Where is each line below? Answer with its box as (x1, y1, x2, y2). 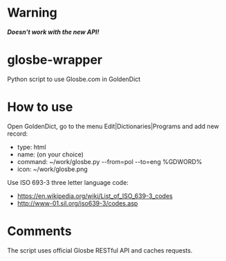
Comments (7, 224, 72, 239)
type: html (17, 143, 46, 151)
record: (7, 129, 28, 138)
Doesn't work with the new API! (7, 28, 100, 36)
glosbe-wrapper (7, 52, 103, 68)
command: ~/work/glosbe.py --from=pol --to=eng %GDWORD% (17, 157, 203, 165)
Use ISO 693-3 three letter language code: (7, 178, 129, 186)
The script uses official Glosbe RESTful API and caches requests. (7, 246, 193, 254)
